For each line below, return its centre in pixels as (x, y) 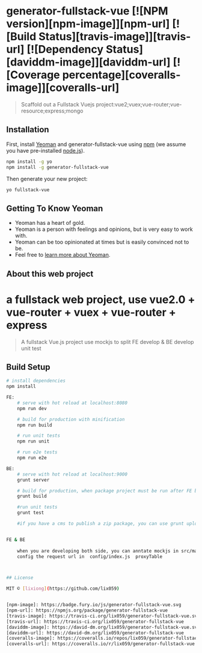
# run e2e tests (38, 452)
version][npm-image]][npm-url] (88, 24)
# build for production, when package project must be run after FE (105, 491)
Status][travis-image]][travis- (115, 37)
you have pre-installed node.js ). (46, 150)
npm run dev (32, 408)
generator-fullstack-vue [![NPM (87, 11)
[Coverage (33, 75)
